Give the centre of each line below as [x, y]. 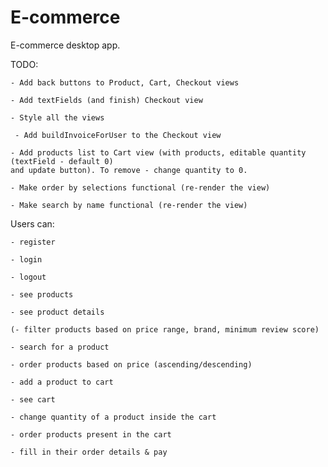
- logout [28, 277]
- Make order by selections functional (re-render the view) [140, 187]
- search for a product [60, 347]
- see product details [57, 312]
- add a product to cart [62, 382]
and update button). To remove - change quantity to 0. [129, 170]
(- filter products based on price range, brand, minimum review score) [165, 329]
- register [33, 242]
